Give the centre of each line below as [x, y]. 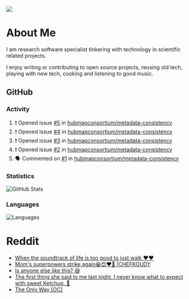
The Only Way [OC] [39, 289]
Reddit [23, 242]
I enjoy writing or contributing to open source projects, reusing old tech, [94, 67]
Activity [18, 109]
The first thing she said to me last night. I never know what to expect [99, 277]
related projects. [26, 55]
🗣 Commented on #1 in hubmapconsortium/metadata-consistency [97, 158]
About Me [31, 33]
